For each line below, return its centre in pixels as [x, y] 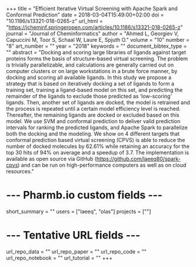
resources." [20, 171]
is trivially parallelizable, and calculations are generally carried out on [90, 65]
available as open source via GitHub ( [52, 159]
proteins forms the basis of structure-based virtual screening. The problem [97, 59]
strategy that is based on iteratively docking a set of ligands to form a [90, 84]
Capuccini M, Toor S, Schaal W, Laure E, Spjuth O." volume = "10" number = [98, 40]
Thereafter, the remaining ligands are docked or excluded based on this [93, 115]
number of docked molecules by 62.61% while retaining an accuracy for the [98, 146]
